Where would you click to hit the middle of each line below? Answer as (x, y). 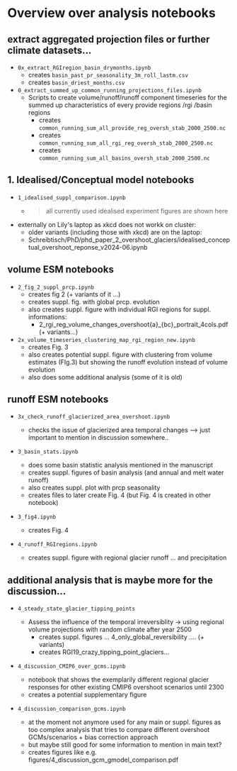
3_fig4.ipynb (37, 517)
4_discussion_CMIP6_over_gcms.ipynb (71, 667)
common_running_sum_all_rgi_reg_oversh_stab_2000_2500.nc (126, 143)
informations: (47, 316)
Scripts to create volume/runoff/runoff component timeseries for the (128, 98)
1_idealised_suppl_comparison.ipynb (71, 198)
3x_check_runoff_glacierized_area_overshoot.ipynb (94, 417)
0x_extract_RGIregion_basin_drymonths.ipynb (84, 68)
